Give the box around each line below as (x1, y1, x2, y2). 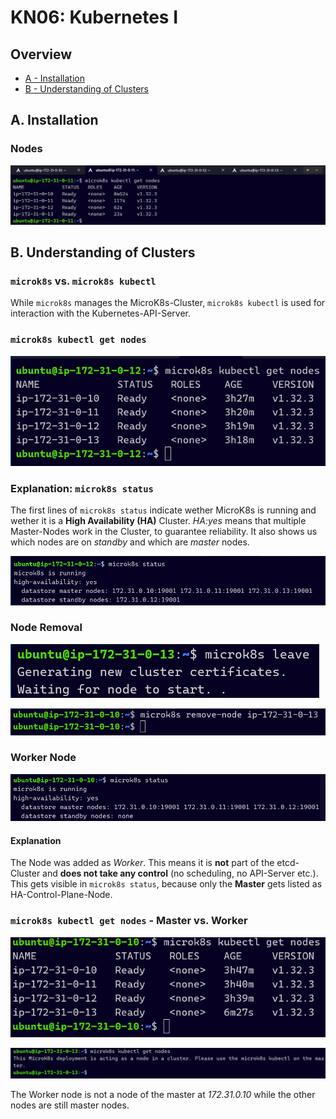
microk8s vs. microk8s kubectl (10, 274, 157, 288)
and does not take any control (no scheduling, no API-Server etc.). (42, 867, 319, 880)
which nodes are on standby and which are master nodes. (10, 536, 250, 548)
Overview (10, 46, 73, 63)
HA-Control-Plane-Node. (10, 889, 113, 901)
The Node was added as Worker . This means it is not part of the (10, 857, 275, 869)
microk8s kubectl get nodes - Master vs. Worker (10, 914, 248, 928)
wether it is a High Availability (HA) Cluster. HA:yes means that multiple (10, 515, 307, 527)
